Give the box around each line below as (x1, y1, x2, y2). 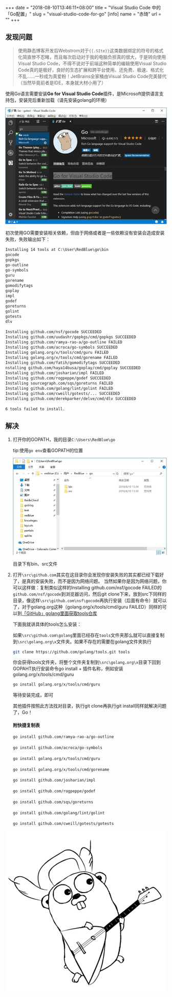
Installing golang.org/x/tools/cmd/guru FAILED (5, 350, 109, 355)
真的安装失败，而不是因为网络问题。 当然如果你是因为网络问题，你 (26, 578, 167, 584)
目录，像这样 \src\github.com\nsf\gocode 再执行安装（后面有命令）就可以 (12, 597, 167, 603)
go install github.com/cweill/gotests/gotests (12, 821, 114, 826)
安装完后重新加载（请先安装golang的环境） (18, 97, 110, 103)
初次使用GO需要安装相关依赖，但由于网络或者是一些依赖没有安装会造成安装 (5, 229, 165, 235)
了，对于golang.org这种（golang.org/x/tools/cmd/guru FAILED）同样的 (12, 604, 162, 610)
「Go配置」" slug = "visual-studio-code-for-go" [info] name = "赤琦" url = (5, 11, 162, 17)
